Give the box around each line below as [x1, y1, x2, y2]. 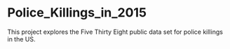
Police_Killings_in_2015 [7, 5, 147, 21]
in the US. [7, 35, 36, 43]
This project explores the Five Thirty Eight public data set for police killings [7, 28, 223, 36]
